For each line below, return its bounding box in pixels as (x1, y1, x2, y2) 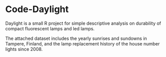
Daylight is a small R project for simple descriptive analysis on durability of (5, 20, 161, 26)
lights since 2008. (5, 46, 43, 52)
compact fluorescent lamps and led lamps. (5, 25, 95, 31)
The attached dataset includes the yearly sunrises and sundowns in (5, 35, 147, 41)
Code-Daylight (5, 4, 69, 15)
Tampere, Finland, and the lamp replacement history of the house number (5, 40, 160, 46)
